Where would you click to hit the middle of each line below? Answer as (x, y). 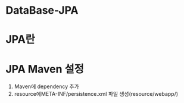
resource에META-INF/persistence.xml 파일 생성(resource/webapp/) (96, 94)
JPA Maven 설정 (45, 69)
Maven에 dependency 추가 (46, 86)
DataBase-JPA (42, 10)
